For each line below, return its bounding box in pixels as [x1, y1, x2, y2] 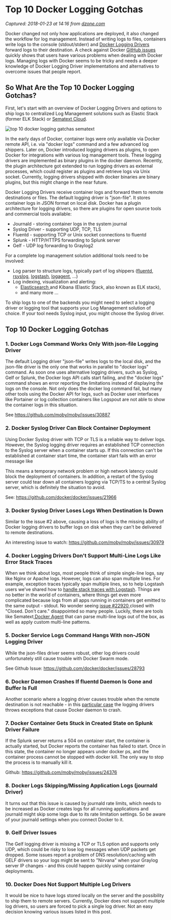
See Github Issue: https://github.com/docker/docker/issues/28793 [5, 665, 145, 671]
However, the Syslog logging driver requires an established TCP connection [5, 442, 164, 448]
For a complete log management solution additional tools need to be [5, 252, 149, 258]
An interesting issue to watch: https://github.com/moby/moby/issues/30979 [5, 539, 164, 545]
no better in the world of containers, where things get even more [5, 592, 141, 598]
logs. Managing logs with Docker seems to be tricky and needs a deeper [5, 57, 158, 63]
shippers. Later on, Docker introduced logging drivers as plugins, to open [5, 146, 159, 152]
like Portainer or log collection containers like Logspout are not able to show [5, 397, 165, 403]
